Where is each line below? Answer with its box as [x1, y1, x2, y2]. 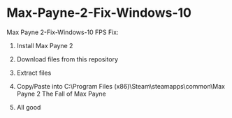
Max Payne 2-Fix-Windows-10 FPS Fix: [6, 28, 119, 36]
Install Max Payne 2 [16, 41, 73, 50]
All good [16, 103, 41, 111]
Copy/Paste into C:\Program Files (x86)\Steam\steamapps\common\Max [16, 82, 225, 90]
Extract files [16, 68, 52, 77]
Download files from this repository [16, 54, 119, 64]
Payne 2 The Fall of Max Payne [16, 89, 106, 98]
